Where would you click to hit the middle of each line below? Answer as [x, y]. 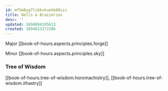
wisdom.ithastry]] [24, 83]
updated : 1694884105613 [31, 24]
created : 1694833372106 [31, 29]
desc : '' [15, 19]
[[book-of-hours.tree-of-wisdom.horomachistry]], [58, 78]
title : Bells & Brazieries [34, 15]
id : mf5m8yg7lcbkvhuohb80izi [36, 10]
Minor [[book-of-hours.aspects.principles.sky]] [55, 54]
